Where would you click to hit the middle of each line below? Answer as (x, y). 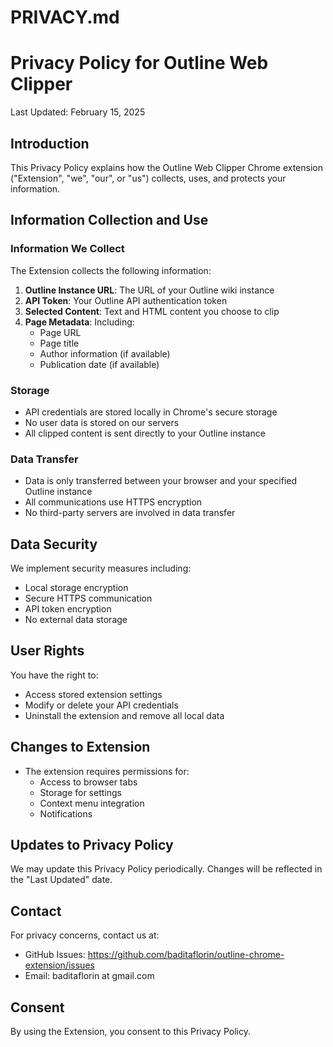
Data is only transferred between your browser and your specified (161, 481)
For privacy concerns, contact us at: (85, 935)
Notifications (66, 813)
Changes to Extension (80, 747)
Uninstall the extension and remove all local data (124, 715)
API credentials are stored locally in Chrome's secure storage (151, 412)
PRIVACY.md (65, 17)
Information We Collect (67, 249)
